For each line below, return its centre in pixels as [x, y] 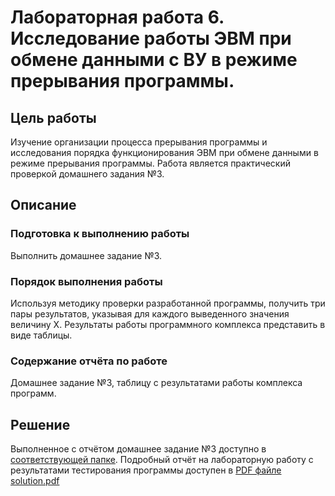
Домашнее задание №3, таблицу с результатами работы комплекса [156, 383]
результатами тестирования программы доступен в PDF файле [146, 470]
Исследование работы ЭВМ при [151, 38]
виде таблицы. [41, 335]
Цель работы [53, 117]
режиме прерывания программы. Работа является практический [150, 163]
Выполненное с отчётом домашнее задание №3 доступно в [138, 449]
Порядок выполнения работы [86, 281]
